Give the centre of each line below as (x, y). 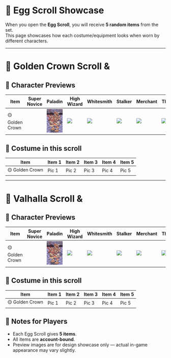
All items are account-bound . (44, 339)
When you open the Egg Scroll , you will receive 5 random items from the (82, 25)
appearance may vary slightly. (44, 350)
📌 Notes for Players (36, 321)
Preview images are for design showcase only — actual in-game (80, 345)
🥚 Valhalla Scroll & (44, 198)
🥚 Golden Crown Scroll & (58, 66)
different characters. (27, 41)
